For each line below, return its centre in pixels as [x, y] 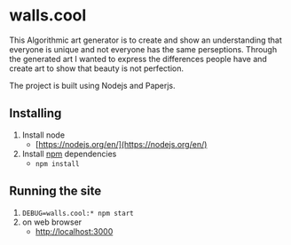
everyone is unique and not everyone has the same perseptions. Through [143, 49]
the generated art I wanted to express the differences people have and [138, 59]
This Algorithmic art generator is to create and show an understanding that [145, 40]
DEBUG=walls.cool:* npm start [78, 213]
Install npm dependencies [69, 154]
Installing [35, 113]
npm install [57, 164]
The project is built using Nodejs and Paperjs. [92, 85]
